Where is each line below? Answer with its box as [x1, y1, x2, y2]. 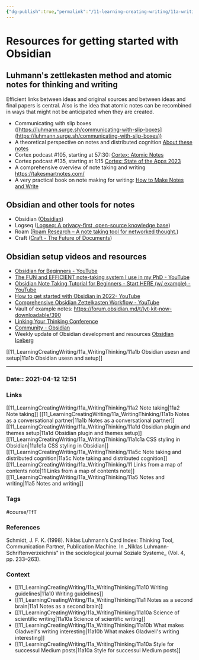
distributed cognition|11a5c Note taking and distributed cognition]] [6, 455, 168, 462]
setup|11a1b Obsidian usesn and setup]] [6, 354, 102, 362]
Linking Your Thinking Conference [14, 318, 98, 325]
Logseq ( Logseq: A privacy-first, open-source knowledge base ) [14, 222, 171, 229]
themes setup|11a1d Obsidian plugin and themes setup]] [6, 430, 142, 437]
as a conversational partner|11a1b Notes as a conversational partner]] [6, 417, 175, 424]
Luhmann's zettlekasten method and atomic [6, 71, 172, 81]
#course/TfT [6, 508, 37, 515]
